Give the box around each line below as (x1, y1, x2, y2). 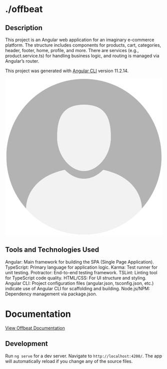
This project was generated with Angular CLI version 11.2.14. (5, 68, 129, 74)
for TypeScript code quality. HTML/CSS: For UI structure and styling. (5, 275, 146, 281)
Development (5, 339, 48, 348)
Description (5, 24, 42, 32)
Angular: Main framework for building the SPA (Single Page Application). (5, 259, 154, 265)
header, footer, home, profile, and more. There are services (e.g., (5, 48, 139, 53)
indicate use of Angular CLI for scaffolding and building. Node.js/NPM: (5, 285, 150, 291)
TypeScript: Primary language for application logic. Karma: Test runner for (5, 264, 157, 270)
